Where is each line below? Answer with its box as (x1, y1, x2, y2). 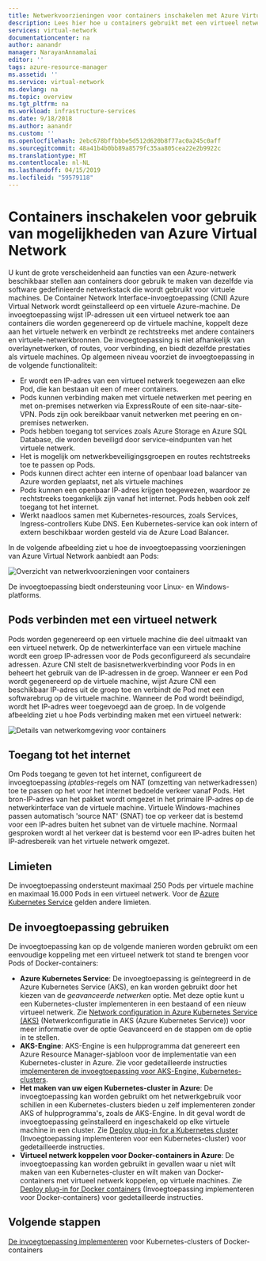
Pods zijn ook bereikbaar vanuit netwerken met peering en (38, 409, 230, 418)
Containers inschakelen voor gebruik (8, 208, 257, 226)
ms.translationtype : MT (8, 151, 87, 159)
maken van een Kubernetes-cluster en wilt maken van (19, 1167, 196, 1177)
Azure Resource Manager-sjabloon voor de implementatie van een (19, 1049, 237, 1059)
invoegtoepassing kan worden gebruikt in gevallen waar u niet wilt (19, 1159, 236, 1169)
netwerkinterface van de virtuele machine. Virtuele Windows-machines (8, 803, 241, 812)
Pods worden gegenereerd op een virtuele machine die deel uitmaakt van (8, 634, 248, 644)
